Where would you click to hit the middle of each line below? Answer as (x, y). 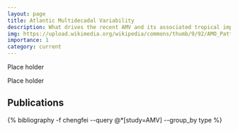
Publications (36, 103)
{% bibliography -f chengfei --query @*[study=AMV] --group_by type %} (115, 120)
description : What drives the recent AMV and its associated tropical (114, 27)
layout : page (27, 14)
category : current (34, 47)
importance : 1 (28, 40)
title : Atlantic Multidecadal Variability (71, 21)
